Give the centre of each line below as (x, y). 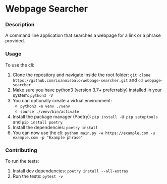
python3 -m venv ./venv (45, 106)
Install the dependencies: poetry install (55, 127)
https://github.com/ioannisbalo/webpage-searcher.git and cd (77, 80)
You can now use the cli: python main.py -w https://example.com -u (84, 133)
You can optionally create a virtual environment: (62, 100)
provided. (15, 41)
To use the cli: (20, 65)
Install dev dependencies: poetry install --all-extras (70, 171)
